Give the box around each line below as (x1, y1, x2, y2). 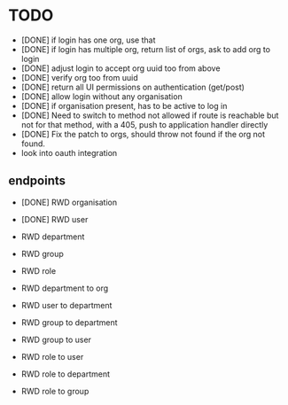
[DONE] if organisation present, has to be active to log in (20, 100, 228, 111)
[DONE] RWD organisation (20, 197, 117, 207)
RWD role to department (20, 369, 110, 379)
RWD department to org (20, 283, 109, 293)
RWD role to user (20, 351, 84, 362)
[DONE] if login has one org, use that (20, 35, 156, 45)
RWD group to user (20, 334, 92, 345)
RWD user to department (20, 300, 113, 310)
